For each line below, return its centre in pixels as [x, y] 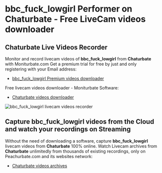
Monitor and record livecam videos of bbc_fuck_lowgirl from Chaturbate [78, 59]
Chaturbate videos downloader [43, 97]
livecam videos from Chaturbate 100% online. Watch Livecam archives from [81, 146]
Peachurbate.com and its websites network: [49, 156]
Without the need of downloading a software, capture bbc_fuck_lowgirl [77, 141]
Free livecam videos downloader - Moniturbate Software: [62, 88]
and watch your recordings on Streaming [68, 129]
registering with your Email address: [41, 69]
